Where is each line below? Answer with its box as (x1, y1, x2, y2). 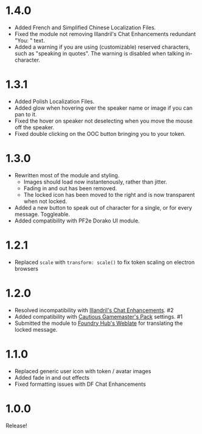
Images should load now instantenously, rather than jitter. (23, 178, 168, 185)
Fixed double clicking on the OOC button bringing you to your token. (14, 130, 186, 137)
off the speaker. (14, 123, 54, 131)
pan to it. (14, 110, 37, 118)
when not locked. (23, 197, 68, 205)
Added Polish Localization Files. (14, 98, 95, 105)
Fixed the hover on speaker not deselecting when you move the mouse (14, 117, 193, 124)
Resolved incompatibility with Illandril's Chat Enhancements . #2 (14, 306, 174, 314)
